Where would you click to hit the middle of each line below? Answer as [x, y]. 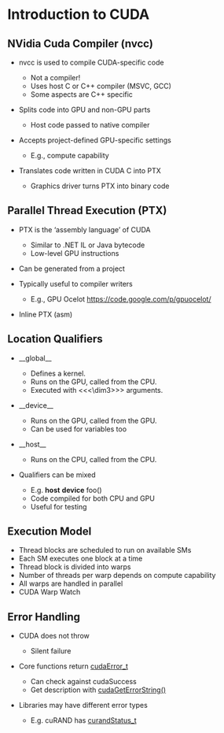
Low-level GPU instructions [75, 253]
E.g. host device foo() [66, 490]
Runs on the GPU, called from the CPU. [94, 381]
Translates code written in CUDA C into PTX [90, 170]
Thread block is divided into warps [75, 567]
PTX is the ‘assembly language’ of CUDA [84, 229]
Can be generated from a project [72, 268]
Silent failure [51, 651]
